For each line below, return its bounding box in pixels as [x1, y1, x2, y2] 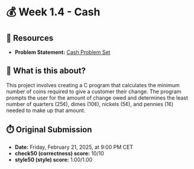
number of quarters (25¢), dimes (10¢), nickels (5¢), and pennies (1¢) [6, 100, 174, 107]
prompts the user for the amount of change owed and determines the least [6, 94, 188, 101]
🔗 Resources [6, 33, 54, 43]
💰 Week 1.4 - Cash [6, 5, 101, 19]
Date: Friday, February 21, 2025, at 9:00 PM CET [14, 144, 134, 151]
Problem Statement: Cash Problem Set [14, 49, 111, 56]
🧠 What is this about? [6, 66, 86, 76]
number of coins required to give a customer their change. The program [6, 88, 182, 95]
